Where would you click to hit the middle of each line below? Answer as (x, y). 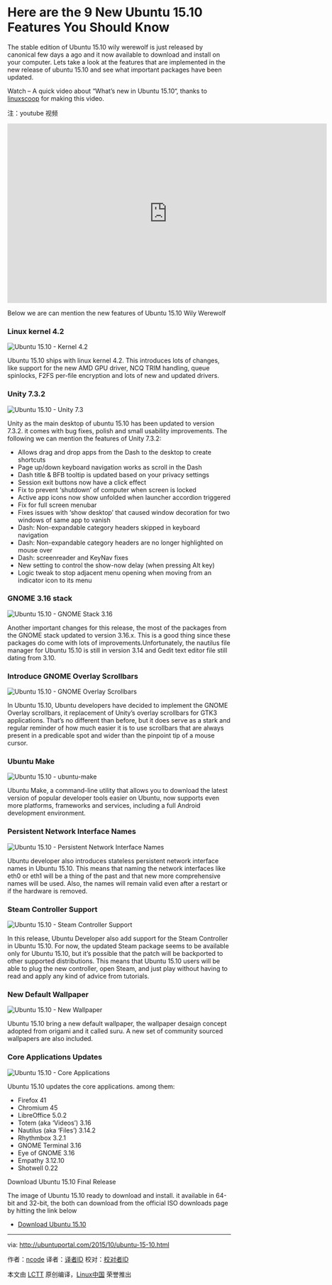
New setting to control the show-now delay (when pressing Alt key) (116, 565)
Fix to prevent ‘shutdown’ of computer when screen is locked (107, 489)
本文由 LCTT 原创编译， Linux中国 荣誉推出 (70, 1274)
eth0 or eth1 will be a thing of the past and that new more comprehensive (114, 876)
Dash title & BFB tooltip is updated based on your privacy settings (113, 474)
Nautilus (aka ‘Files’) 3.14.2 (56, 1130)
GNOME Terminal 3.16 (49, 1145)
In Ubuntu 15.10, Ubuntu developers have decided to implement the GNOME (118, 706)
